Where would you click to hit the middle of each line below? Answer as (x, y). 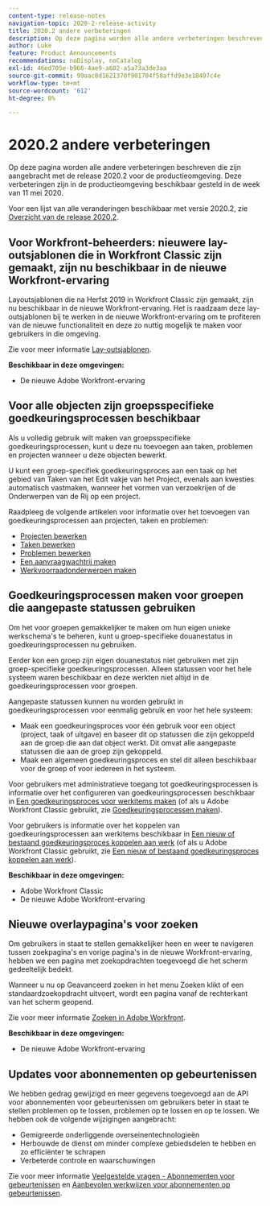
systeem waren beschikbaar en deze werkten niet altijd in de (109, 677)
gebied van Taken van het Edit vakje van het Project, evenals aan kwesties (131, 479)
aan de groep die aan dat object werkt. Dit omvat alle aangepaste (128, 742)
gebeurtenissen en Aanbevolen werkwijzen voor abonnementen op (119, 1185)
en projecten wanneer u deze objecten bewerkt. (88, 455)
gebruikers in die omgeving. (55, 334)
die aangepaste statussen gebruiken (102, 608)
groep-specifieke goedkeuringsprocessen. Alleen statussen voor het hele (130, 668)
